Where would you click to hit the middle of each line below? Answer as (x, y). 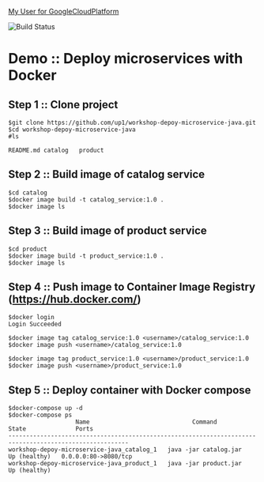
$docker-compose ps (40, 415)
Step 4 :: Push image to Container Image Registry (132, 287)
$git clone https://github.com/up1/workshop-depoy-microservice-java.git (132, 122)
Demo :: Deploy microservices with (126, 59)
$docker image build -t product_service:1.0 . (86, 256)
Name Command (146, 422)
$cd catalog (28, 193)
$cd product (28, 249)
